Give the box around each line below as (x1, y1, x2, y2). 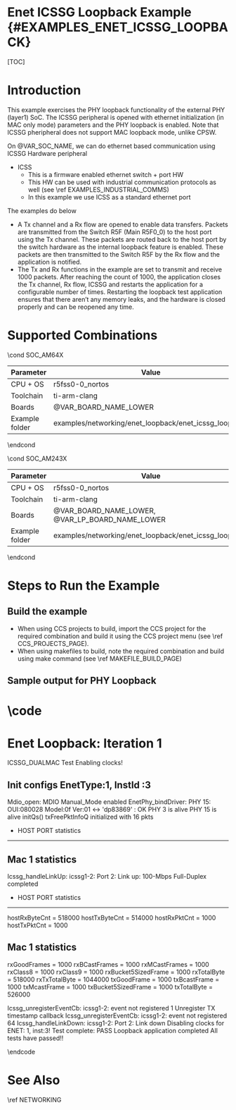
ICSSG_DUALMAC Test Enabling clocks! (7, 759, 123, 767)
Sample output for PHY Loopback (7, 675, 157, 687)
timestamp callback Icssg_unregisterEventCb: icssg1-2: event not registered (7, 1011, 228, 1020)
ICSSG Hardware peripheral (7, 149, 88, 157)
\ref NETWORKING (7, 1095, 62, 1104)
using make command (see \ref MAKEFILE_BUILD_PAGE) (17, 654, 182, 663)
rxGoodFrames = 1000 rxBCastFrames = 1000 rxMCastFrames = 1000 (7, 960, 209, 968)
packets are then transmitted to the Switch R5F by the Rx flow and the (17, 250, 220, 258)
